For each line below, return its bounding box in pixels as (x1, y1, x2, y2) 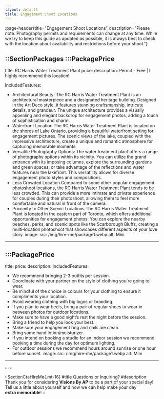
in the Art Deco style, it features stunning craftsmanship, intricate (12, 102, 143, 108)
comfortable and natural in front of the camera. (12, 200, 107, 206)
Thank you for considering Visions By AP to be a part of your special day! (5, 379, 154, 385)
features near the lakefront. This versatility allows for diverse (12, 169, 135, 176)
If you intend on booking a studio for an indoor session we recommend (12, 335, 155, 341)
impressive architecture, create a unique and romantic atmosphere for (12, 139, 153, 144)
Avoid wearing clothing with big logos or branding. (12, 299, 114, 305)
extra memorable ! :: (5, 390, 45, 396)
